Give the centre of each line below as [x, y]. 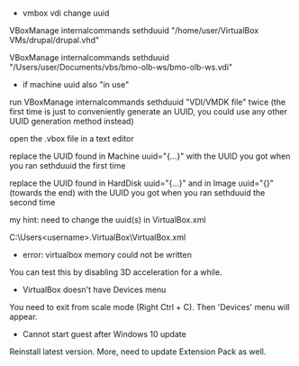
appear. [23, 316]
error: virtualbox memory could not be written [107, 255]
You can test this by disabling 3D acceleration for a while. [116, 272]
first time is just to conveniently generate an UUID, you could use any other [149, 111]
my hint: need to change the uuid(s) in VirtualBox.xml [108, 220]
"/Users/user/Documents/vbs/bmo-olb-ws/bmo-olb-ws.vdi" [121, 67]
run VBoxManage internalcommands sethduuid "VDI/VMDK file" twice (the [148, 102]
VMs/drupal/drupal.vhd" [54, 40]
